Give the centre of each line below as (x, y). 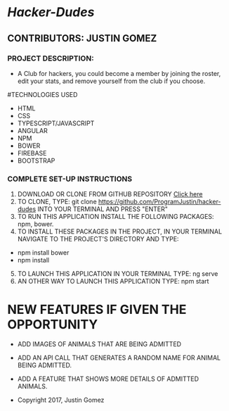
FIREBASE (32, 153)
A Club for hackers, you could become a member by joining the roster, (119, 73)
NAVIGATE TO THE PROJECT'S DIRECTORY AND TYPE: (98, 239)
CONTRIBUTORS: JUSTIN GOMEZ (82, 38)
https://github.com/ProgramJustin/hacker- (159, 202)
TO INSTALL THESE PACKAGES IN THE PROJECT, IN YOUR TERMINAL (120, 232)
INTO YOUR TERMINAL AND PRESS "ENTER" (103, 209)
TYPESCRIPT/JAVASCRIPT (56, 123)
